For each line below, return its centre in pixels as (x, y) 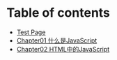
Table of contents (58, 13)
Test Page (31, 32)
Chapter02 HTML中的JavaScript (63, 49)
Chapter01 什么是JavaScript (57, 40)
